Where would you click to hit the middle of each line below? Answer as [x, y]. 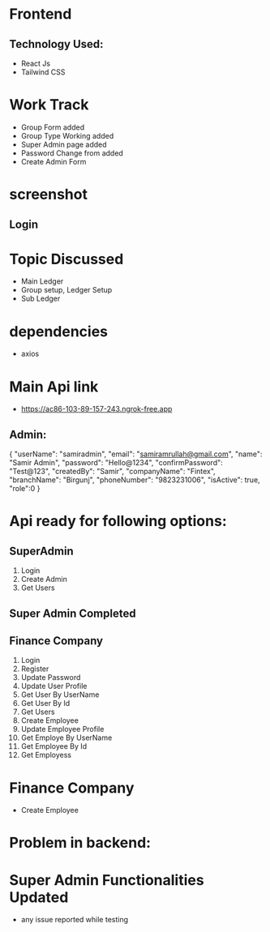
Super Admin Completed [73, 613]
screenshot [49, 195]
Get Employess [46, 755]
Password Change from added [72, 153]
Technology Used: [56, 44]
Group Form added [52, 127]
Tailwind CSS [43, 72]
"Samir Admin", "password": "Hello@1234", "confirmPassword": [116, 463]
